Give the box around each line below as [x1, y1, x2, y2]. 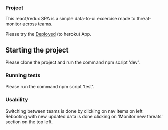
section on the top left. [5, 119, 53, 125]
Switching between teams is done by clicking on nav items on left [5, 108, 143, 114]
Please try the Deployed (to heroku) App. [5, 31, 92, 37]
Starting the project [5, 45, 69, 55]
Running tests [5, 72, 41, 79]
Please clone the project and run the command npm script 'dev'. [5, 59, 140, 65]
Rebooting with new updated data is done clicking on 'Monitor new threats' [5, 113, 163, 119]
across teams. [22, 21, 53, 27]
